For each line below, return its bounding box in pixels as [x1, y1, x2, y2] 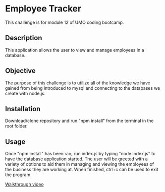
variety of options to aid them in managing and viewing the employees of [5, 161, 154, 167]
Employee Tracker [5, 3, 82, 14]
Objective [5, 66, 36, 75]
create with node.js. [5, 90, 46, 96]
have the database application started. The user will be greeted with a [5, 156, 148, 162]
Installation [5, 105, 41, 113]
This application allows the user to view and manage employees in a [5, 47, 145, 53]
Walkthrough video [5, 182, 44, 188]
